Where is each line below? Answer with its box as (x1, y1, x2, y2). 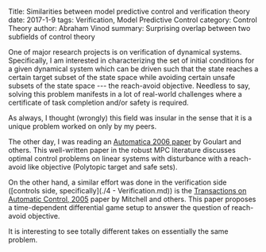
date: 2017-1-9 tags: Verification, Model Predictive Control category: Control (8, 15, 258, 25)
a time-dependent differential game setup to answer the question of (8, 203, 230, 212)
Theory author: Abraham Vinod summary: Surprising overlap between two (8, 24, 251, 32)
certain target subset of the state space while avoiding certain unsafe (8, 73, 236, 82)
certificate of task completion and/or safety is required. (8, 98, 189, 107)
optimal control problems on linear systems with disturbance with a (8, 154, 228, 163)
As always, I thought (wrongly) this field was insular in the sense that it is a (8, 113, 253, 122)
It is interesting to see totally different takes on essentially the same (8, 227, 229, 236)
